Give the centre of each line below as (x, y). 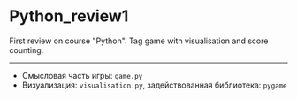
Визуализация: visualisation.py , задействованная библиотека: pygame (154, 85)
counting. (27, 49)
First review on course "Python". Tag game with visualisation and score (139, 41)
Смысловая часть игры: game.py (82, 75)
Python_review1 (69, 16)
